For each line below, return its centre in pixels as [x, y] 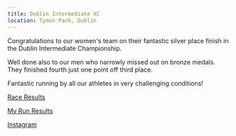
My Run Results [30, 110]
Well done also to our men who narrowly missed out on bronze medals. [111, 62]
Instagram [22, 124]
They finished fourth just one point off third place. [80, 69]
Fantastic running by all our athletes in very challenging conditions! [106, 83]
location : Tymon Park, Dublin [52, 21]
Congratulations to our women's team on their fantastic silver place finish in [118, 40]
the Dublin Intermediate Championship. [65, 48]
